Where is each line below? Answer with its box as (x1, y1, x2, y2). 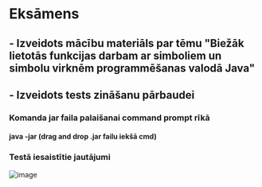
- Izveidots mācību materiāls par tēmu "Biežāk (9, 37, 244, 50)
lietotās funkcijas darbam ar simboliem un (9, 49, 222, 62)
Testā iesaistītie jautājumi (9, 152, 111, 163)
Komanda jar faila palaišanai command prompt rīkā (9, 112, 210, 123)
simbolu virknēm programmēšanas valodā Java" (9, 61, 256, 75)
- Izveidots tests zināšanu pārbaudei (9, 88, 195, 102)
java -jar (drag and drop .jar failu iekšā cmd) (9, 132, 158, 142)
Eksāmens (9, 5, 80, 23)
